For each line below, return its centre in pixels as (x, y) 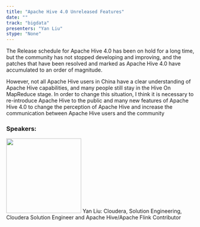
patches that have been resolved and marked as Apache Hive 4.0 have (93, 64)
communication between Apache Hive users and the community (85, 113)
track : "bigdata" (28, 23)
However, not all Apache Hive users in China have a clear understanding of (99, 82)
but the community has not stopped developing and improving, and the (94, 57)
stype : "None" (24, 34)
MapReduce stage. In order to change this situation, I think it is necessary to (100, 94)
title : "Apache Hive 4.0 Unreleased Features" (65, 12)
